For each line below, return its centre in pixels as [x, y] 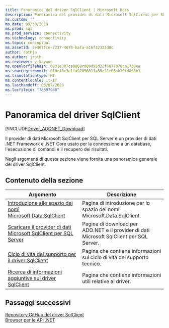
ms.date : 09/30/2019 [27, 24]
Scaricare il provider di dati [39, 227]
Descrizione [122, 195]
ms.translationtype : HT [30, 76]
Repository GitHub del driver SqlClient [45, 315]
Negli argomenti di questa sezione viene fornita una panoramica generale [81, 159]
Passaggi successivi [38, 302]
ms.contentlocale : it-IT [31, 80]
